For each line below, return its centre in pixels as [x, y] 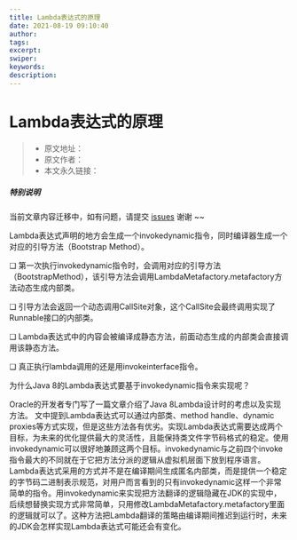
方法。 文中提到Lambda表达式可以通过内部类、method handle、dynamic [142, 415]
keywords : [27, 67]
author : [23, 34]
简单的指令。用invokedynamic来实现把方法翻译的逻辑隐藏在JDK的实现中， [145, 493]
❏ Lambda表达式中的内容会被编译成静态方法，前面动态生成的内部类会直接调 [149, 336]
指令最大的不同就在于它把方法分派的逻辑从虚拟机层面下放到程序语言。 [137, 459]
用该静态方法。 [36, 347]
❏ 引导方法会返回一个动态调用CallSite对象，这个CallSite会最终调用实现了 [143, 306]
